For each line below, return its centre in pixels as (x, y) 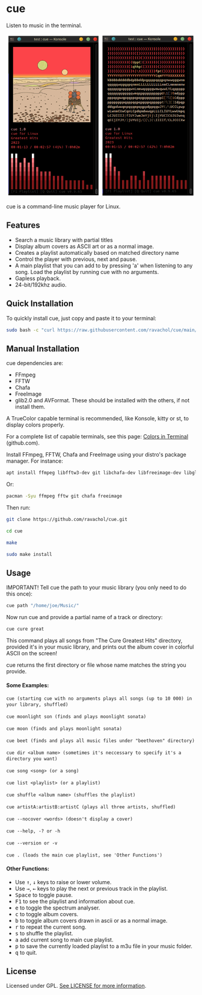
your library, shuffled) (37, 705)
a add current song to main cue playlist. (64, 940)
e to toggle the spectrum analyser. (57, 908)
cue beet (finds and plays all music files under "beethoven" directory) (101, 741)
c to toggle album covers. (47, 914)
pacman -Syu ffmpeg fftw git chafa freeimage (64, 496)
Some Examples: (28, 685)
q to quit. (26, 952)
